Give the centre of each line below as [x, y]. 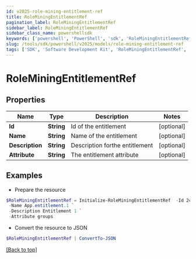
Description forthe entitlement [112, 145]
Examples [24, 176]
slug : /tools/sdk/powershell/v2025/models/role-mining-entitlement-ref [95, 44]
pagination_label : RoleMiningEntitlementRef [61, 22]
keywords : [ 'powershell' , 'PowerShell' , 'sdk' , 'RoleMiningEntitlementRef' [100, 39]
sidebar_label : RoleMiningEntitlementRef [57, 28]
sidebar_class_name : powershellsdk [49, 33]
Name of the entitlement [104, 136]
